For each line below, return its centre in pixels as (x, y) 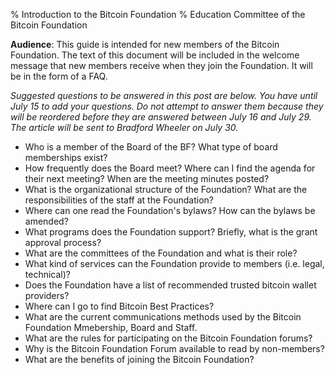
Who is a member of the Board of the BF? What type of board (151, 147)
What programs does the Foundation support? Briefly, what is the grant (171, 232)
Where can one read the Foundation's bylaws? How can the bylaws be (170, 210)
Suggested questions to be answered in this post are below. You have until (164, 95)
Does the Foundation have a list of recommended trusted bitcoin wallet (170, 285)
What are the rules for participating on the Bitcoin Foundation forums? (168, 338)
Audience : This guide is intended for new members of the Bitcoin (145, 44)
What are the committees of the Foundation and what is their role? (161, 253)
